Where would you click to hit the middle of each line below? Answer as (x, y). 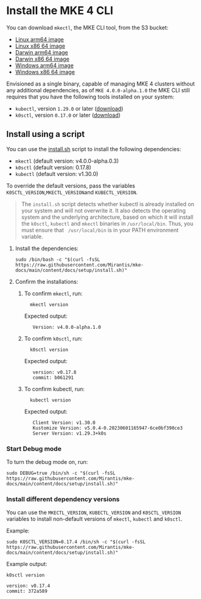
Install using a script (46, 134)
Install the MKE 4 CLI (60, 11)
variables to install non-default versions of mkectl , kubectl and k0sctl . (94, 519)
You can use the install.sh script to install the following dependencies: (94, 149)
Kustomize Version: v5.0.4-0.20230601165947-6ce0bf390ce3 (108, 428)
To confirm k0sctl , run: (53, 338)
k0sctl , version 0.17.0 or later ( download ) (68, 115)
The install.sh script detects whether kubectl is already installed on (108, 204)
